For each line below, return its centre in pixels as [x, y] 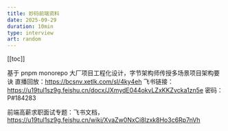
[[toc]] [16, 59]
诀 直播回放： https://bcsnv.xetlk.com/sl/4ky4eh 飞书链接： [90, 82]
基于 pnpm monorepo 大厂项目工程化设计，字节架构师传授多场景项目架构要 [113, 73]
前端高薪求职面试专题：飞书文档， [55, 112]
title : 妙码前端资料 [33, 13]
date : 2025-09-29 [32, 20]
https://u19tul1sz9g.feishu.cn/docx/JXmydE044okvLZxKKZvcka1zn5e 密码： [115, 90]
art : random [24, 39]
